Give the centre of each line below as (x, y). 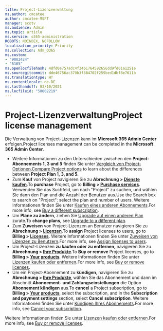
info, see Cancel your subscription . (47, 309)
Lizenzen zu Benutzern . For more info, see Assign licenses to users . (80, 241)
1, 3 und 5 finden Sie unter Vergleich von (83, 164)
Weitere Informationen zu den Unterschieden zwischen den (72, 159)
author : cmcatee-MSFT (27, 18)
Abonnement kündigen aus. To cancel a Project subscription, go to (80, 288)
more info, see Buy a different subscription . (55, 210)
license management (48, 125)
